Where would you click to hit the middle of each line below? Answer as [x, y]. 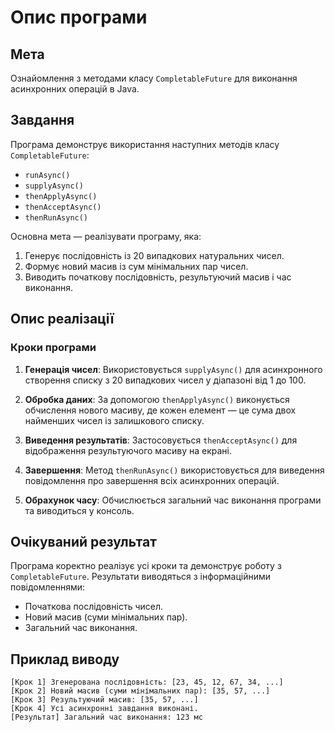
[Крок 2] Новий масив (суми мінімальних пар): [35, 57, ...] [140, 691]
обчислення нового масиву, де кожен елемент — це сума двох [160, 410]
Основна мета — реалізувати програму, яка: [106, 236]
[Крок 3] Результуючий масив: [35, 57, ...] [104, 700]
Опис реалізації [62, 319]
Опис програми [79, 17]
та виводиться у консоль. [79, 510]
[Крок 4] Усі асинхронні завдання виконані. [104, 709]
